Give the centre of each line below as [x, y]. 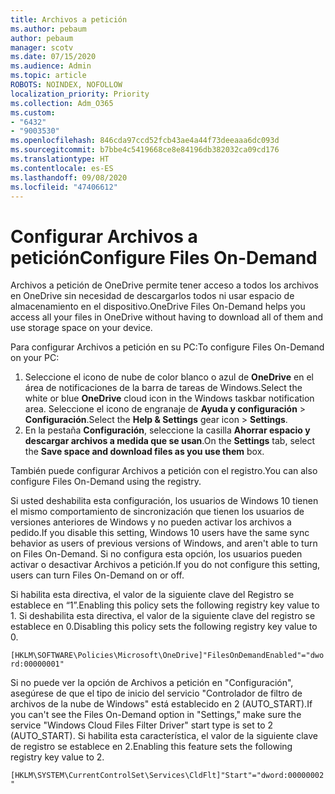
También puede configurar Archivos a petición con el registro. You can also [164, 471]
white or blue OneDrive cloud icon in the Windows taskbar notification [169, 398]
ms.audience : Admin [51, 66]
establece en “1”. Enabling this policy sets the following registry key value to [165, 605]
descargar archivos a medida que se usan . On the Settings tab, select [170, 441]
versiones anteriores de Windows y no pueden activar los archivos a [151, 522]
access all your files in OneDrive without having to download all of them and [166, 317]
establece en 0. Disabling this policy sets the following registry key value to [164, 627]
